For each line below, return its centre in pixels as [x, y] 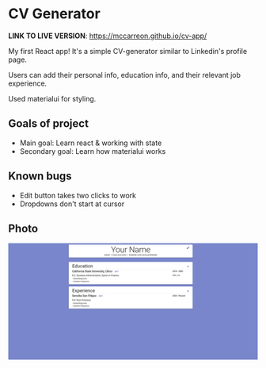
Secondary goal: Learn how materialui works [93, 151]
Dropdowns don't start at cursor [72, 204]
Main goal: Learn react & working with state [91, 143]
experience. [28, 83]
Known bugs [40, 176]
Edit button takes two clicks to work [78, 195]
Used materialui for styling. [52, 98]
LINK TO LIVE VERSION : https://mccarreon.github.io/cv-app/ [108, 36]
